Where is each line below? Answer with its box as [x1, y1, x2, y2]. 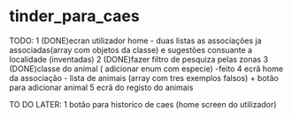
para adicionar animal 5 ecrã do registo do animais [9, 82, 194, 92]
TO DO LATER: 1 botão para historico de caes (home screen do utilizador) [9, 99, 277, 109]
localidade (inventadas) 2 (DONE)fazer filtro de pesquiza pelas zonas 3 [9, 54, 268, 64]
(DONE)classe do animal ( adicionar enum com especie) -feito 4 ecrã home [9, 63, 284, 74]
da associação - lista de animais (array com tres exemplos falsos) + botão [9, 72, 279, 83]
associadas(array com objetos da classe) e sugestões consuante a [9, 44, 253, 55]
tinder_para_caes [9, 6, 140, 26]
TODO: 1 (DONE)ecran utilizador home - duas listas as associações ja [9, 35, 263, 46]
